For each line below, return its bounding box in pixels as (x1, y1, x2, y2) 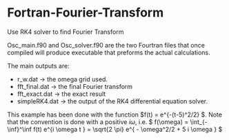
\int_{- (190, 117, 208, 126)
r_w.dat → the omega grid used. (17, 74, 108, 83)
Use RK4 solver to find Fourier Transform (7, 28, 124, 36)
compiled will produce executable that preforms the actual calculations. (7, 48, 210, 57)
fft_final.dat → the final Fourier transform (17, 82, 133, 90)
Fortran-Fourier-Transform (7, 5, 164, 21)
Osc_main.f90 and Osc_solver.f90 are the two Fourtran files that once (7, 41, 206, 49)
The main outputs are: (7, 61, 70, 70)
